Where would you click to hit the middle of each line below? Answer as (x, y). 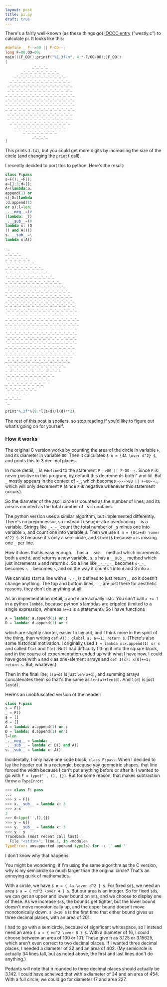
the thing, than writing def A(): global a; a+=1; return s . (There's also (80, 638)
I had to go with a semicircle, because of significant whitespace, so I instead (83, 927)
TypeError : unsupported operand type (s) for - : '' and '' (67, 846)
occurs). (14, 491)
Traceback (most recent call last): (43, 836)
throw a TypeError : (24, 781)
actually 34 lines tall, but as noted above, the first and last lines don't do (79, 953)
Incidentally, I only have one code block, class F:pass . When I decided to (81, 760)
